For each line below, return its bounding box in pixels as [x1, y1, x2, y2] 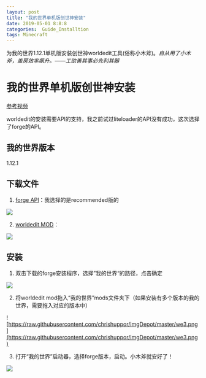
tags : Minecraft [6, 32, 48, 38]
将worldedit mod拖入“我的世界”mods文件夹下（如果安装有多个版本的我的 [15, 294, 200, 301]
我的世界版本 [6, 142, 55, 153]
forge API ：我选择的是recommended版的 [15, 196, 119, 203]
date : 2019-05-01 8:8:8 [6, 20, 67, 26]
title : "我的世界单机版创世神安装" [6, 15, 86, 21]
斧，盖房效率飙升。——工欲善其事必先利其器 [6, 57, 120, 64]
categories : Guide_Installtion [6, 26, 89, 33]
